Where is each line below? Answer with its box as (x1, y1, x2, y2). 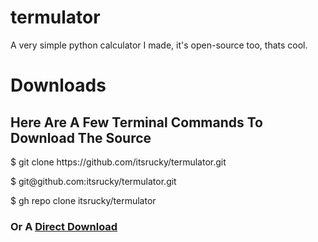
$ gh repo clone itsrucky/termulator (10, 194, 157, 206)
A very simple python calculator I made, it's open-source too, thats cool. (10, 39, 308, 51)
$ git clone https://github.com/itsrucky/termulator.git (10, 156, 227, 168)
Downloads (10, 74, 107, 97)
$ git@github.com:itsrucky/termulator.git (10, 175, 177, 187)
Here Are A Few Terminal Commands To (10, 114, 263, 131)
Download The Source (10, 129, 152, 146)
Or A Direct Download (10, 219, 118, 233)
